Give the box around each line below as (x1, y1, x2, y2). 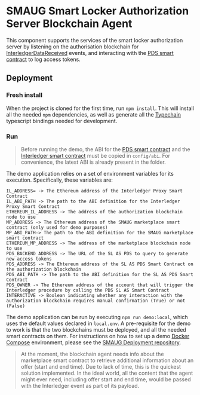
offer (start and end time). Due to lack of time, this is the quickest (20, 363, 181, 370)
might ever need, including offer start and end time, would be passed (20, 375, 191, 383)
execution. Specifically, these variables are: (6, 176, 113, 183)
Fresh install (6, 91, 43, 99)
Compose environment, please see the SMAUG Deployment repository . (6, 339, 181, 346)
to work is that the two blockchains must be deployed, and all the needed (6, 326, 186, 333)
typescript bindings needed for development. (6, 117, 118, 124)
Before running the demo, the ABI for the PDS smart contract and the (20, 145, 190, 153)
